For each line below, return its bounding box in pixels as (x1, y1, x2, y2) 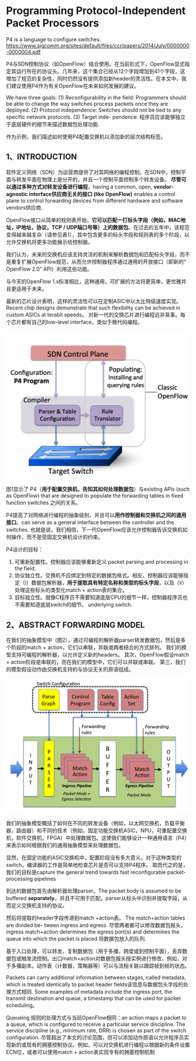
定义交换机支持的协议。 (10, 902, 68, 909)
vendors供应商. (6, 204, 43, 211)
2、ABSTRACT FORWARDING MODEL (6, 620, 145, 630)
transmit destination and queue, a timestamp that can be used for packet (6, 994, 181, 1001)
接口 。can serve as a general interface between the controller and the (6, 519, 174, 526)
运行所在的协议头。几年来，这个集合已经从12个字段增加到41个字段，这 (16, 67, 185, 74)
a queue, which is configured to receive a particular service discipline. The (6, 1021, 185, 1028)
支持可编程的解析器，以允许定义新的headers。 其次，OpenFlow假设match (10, 651, 190, 659)
